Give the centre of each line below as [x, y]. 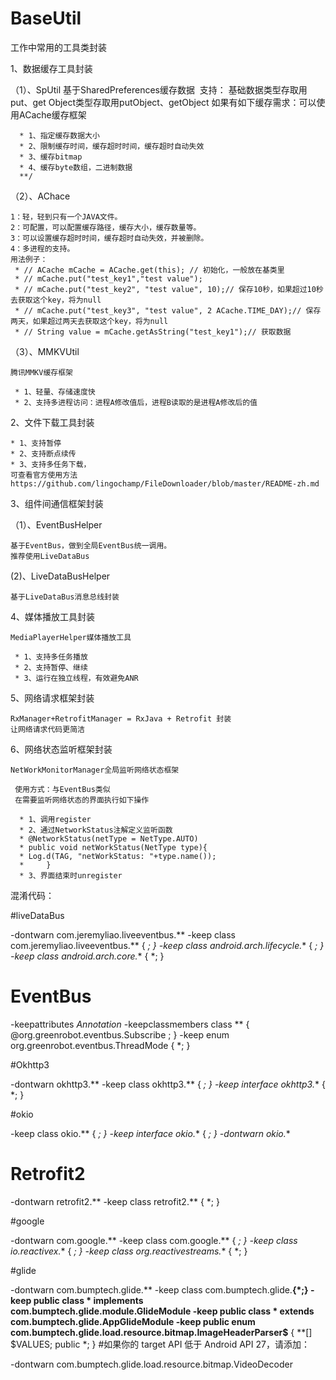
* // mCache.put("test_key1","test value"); [108, 278]
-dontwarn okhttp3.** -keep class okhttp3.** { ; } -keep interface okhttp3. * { [168, 1084]
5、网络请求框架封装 [52, 698]
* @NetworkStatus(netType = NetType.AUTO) [109, 838]
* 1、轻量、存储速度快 [55, 392]
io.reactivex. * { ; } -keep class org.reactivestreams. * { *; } [129, 1251]
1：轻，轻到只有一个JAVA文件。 [66, 217]
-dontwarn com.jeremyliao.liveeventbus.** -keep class [123, 934]
